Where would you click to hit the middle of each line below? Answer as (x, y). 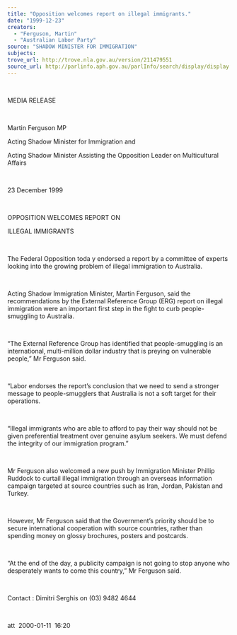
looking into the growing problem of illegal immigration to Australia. (105, 266)
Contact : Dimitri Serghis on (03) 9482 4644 (72, 598)
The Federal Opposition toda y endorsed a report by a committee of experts (118, 258)
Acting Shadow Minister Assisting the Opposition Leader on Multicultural (113, 155)
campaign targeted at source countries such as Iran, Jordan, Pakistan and (115, 486)
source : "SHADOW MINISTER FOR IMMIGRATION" (73, 47)
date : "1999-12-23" (36, 21)
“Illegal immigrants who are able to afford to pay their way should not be (112, 428)
